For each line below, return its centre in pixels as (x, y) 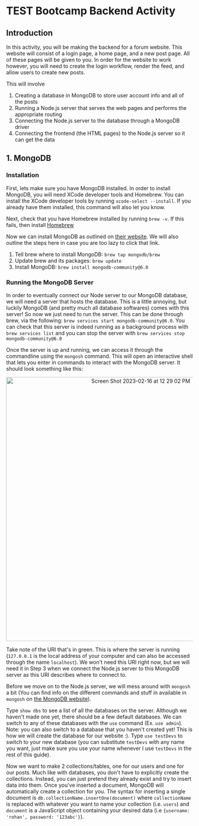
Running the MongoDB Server (50, 282)
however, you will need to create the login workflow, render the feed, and (95, 66)
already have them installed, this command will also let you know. (86, 207)
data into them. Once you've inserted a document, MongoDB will (85, 785)
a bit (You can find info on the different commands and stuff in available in (96, 692)
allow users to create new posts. (46, 72)
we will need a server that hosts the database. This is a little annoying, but (96, 301)
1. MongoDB (29, 158)
